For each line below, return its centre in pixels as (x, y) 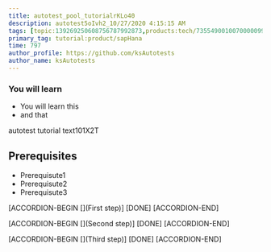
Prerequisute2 (44, 184)
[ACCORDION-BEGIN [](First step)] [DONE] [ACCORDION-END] (114, 208)
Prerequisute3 (44, 192)
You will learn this (49, 106)
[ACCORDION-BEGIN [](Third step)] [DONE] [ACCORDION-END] (115, 239)
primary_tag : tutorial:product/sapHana (75, 38)
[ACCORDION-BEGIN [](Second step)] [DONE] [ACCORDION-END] (119, 223)
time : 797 (25, 46)
